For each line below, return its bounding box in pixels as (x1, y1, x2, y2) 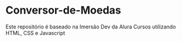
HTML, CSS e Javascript (5, 29, 66, 36)
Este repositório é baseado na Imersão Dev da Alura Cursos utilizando (5, 23, 176, 30)
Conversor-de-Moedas (5, 4, 122, 17)
